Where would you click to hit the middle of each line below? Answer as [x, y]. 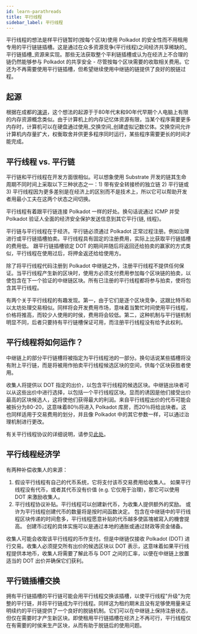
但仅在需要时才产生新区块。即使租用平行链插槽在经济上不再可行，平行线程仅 [98, 618]
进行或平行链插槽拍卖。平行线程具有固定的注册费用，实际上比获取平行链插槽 [98, 239]
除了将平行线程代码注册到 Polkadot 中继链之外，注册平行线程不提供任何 [93, 266]
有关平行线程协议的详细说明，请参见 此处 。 [57, 434]
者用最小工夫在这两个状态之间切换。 [50, 199]
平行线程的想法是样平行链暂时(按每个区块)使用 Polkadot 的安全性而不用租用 [97, 40]
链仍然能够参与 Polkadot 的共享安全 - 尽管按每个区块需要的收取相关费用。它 [98, 62]
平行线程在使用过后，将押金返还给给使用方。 [70, 253]
